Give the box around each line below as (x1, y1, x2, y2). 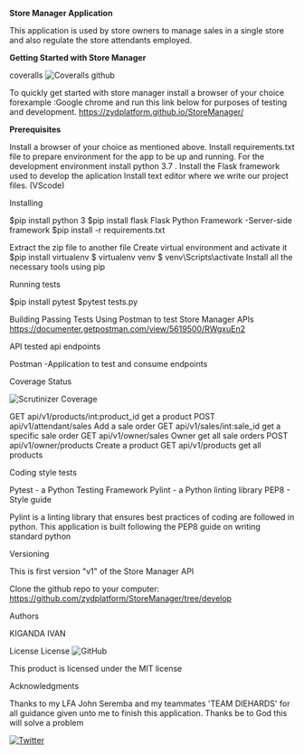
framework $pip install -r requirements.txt (9, 225, 166, 235)
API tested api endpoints (9, 341, 101, 352)
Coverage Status (9, 376, 72, 387)
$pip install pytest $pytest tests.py (9, 297, 138, 306)
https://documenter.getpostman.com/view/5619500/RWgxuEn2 (9, 324, 246, 334)
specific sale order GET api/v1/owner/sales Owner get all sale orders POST (9, 430, 289, 441)
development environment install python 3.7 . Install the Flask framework (9, 161, 280, 171)
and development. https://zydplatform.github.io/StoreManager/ (9, 107, 244, 117)
